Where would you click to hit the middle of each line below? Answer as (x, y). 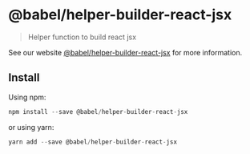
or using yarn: (31, 127)
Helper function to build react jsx (82, 37)
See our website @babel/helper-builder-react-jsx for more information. (125, 52)
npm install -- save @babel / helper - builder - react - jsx (98, 111)
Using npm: (27, 97)
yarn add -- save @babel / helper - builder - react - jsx (93, 142)
